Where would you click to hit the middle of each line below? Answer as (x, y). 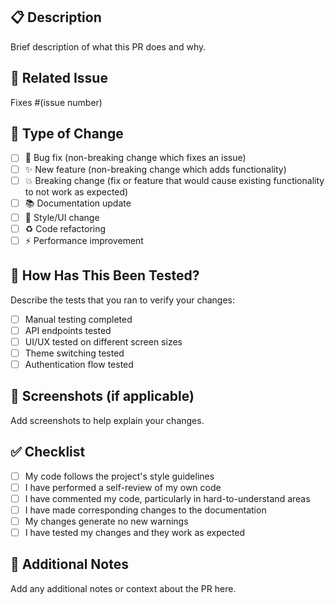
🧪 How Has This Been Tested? (105, 275)
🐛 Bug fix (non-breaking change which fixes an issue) (135, 158)
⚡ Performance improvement (84, 240)
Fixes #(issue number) (56, 102)
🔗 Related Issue (59, 78)
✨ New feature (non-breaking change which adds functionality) (155, 169)
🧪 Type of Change (67, 134)
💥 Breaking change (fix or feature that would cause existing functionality (174, 180)
